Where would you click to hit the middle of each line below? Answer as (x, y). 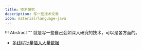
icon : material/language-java (36, 18)
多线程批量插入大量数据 (35, 43)
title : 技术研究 (20, 9)
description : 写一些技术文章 (32, 14)
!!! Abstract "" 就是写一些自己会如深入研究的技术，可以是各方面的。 (72, 33)
